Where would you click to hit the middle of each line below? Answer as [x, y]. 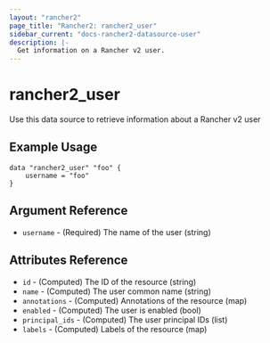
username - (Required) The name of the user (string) [116, 232]
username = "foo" [57, 176]
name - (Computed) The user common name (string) [117, 291]
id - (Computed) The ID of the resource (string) [109, 282]
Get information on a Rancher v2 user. [91, 51]
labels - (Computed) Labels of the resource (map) [115, 329]
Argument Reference [69, 211]
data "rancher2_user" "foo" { [65, 167]
